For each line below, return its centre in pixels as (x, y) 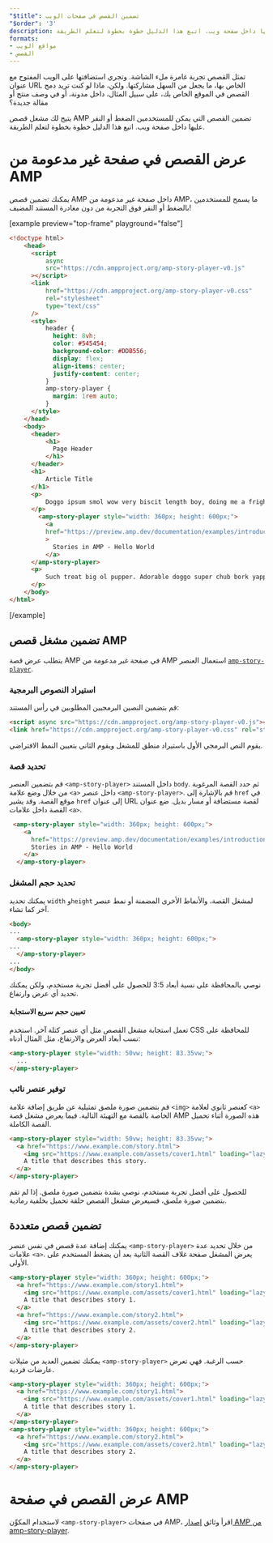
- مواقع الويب (33, 46)
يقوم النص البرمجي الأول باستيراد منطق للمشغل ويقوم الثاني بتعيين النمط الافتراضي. (136, 745)
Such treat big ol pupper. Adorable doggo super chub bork (147, 577)
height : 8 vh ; (74, 336)
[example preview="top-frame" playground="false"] (96, 223)
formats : (24, 38)
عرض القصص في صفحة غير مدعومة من (128, 160)
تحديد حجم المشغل (43, 883)
